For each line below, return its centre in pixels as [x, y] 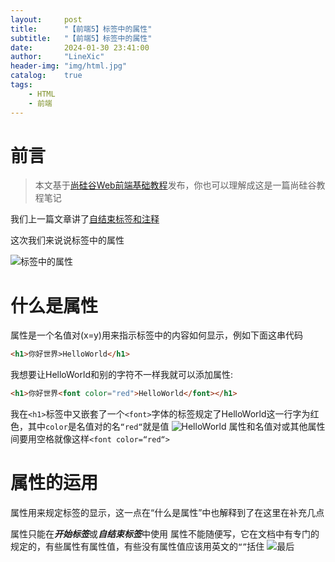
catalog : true [46, 76]
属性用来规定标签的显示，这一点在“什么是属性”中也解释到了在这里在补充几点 [167, 513]
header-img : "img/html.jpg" [69, 66]
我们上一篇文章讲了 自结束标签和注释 [85, 219]
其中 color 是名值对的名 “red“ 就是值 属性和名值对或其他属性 [176, 427]
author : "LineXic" [57, 57]
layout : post [46, 19]
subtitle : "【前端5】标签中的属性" [81, 38]
